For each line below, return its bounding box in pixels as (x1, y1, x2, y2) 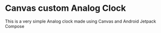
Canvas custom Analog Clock (5, 3, 126, 14)
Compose (5, 23, 25, 29)
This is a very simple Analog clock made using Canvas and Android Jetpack (5, 18, 156, 24)
